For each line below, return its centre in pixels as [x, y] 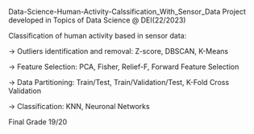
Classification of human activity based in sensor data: [98, 36]
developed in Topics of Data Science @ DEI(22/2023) [97, 20]
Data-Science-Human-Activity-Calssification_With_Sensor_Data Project [127, 12]
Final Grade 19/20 [38, 122]
